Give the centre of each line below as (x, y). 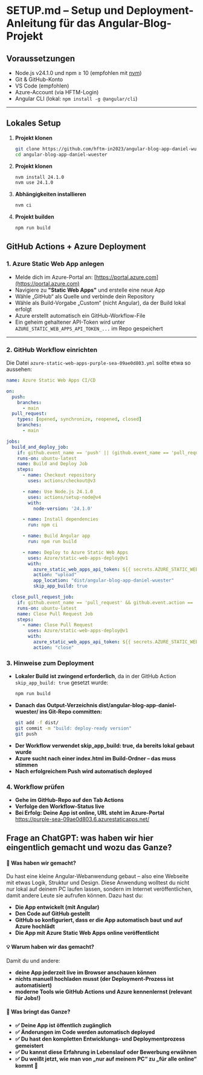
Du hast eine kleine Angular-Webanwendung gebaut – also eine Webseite (98, 876)
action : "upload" (55, 575)
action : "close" (53, 647)
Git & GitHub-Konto (39, 79)
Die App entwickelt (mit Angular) (57, 907)
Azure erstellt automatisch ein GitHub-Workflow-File (80, 315)
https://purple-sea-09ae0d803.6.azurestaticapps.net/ (82, 819)
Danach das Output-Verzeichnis (56, 705)
